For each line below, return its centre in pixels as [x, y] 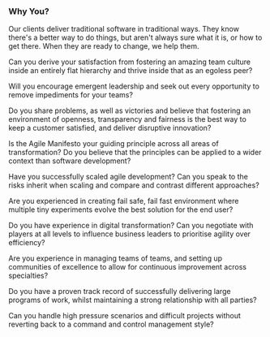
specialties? [28, 276]
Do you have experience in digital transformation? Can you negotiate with [131, 226]
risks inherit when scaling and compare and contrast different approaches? [134, 185]
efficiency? [27, 243]
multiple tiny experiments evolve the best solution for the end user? [121, 210]
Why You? [29, 11]
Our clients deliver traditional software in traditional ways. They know [124, 29]
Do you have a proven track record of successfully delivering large [120, 292]
